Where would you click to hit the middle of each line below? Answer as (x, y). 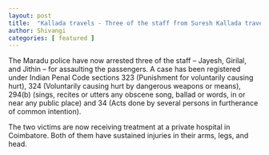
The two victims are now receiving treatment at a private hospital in (119, 127)
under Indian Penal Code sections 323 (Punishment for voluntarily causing (131, 77)
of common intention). (45, 112)
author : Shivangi (37, 30)
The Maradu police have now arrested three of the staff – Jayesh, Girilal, (127, 61)
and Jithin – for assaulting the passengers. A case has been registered (124, 70)
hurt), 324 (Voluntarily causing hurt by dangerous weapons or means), (125, 86)
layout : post (30, 16)
